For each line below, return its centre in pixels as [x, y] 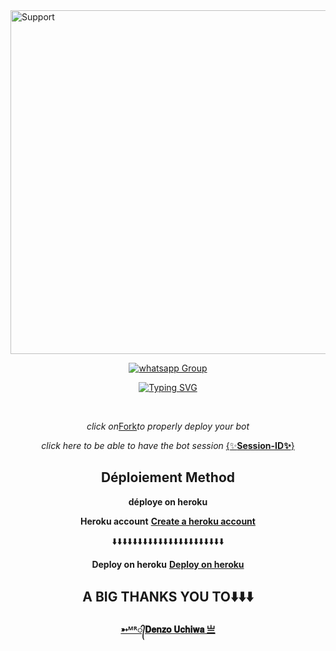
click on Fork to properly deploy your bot [168, 426]
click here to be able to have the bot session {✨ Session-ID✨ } [168, 445]
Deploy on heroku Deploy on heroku [168, 564]
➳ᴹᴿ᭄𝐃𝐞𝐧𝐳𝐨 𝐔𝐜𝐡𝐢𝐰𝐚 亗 [168, 629]
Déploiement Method [168, 477]
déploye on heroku [168, 501]
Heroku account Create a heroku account [168, 521]
